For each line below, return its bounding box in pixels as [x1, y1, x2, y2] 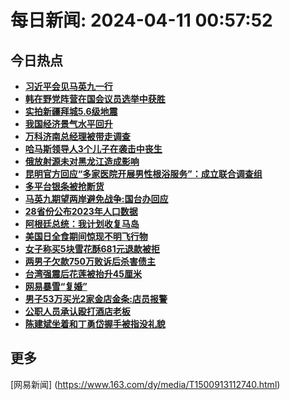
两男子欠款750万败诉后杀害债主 [24, 256, 156, 267]
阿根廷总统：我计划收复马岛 [24, 218, 140, 230]
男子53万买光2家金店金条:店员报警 [24, 293, 168, 305]
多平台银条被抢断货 [24, 181, 105, 192]
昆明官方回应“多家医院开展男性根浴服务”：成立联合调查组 [24, 168, 263, 180]
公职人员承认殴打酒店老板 [24, 306, 131, 317]
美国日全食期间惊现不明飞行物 [24, 231, 148, 242]
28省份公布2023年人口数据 [24, 206, 138, 217]
